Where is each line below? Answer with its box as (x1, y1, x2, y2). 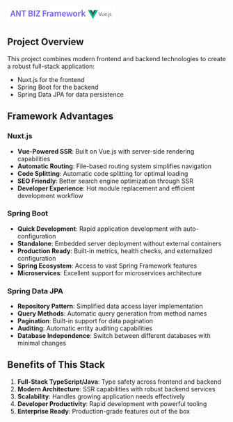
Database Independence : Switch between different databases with (17, 332, 211, 340)
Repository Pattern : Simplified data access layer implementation (17, 302, 203, 311)
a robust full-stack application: (7, 62, 95, 70)
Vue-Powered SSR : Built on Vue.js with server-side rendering (17, 147, 195, 155)
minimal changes (17, 339, 67, 348)
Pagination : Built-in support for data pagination (17, 317, 154, 325)
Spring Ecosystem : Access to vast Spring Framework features (17, 261, 198, 270)
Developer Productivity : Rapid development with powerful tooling (17, 399, 207, 408)
